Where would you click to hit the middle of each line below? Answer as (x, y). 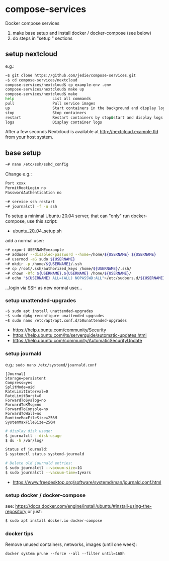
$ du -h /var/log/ (24, 440)
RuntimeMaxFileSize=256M (31, 418)
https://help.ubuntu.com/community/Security (59, 330)
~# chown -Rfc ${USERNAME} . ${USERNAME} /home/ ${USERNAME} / (68, 273)
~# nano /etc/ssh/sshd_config (37, 164)
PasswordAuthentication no (33, 193)
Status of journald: (27, 449)
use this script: (42, 221)
